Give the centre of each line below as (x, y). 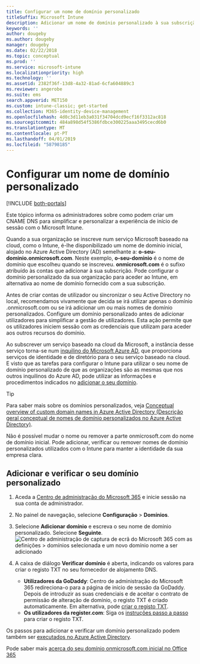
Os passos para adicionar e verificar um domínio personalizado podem (93, 631)
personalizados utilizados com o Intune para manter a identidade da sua (95, 448)
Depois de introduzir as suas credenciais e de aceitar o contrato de (106, 594)
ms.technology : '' (29, 78)
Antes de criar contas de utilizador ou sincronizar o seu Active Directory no (98, 295)
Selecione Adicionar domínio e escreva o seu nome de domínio (93, 526)
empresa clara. (24, 455)
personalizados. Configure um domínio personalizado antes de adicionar (95, 314)
